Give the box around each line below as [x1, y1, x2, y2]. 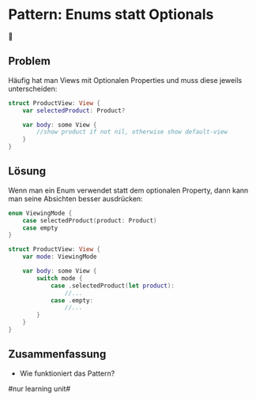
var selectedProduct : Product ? [22, 107, 126, 114]
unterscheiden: [8, 84, 58, 93]
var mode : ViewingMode [22, 253, 97, 261]
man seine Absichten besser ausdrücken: [8, 193, 144, 203]
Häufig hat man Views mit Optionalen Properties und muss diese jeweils [8, 75, 243, 84]
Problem [8, 54, 51, 68]
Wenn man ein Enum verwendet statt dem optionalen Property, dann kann [8, 186, 249, 195]
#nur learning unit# [8, 384, 71, 393]
